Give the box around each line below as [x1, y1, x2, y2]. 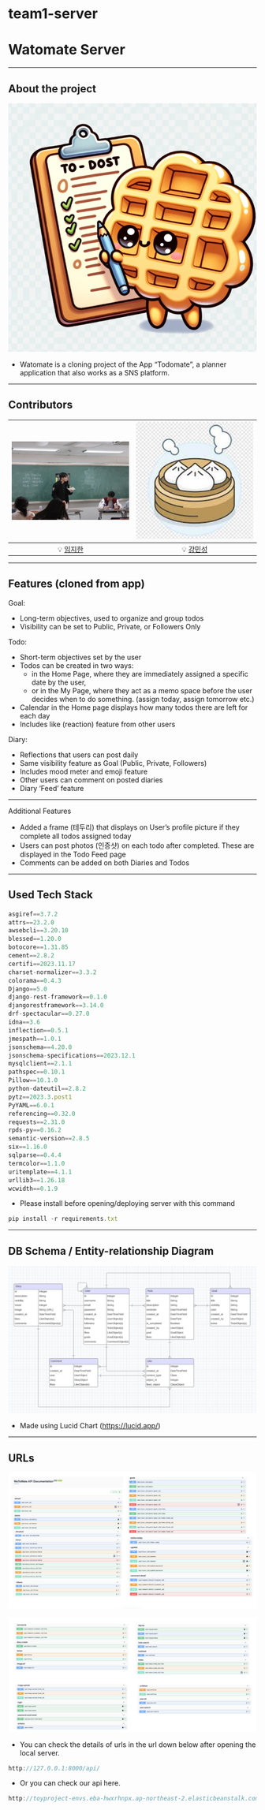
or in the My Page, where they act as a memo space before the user [31, 685, 252, 695]
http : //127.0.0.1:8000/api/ [8, 1764, 101, 1772]
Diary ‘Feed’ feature [19, 783, 84, 793]
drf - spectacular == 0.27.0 [8, 1010, 90, 1018]
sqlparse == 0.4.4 [8, 1151, 62, 1159]
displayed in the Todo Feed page [19, 849, 126, 859]
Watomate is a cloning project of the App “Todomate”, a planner [19, 360, 227, 369]
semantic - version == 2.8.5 [8, 1135, 90, 1143]
